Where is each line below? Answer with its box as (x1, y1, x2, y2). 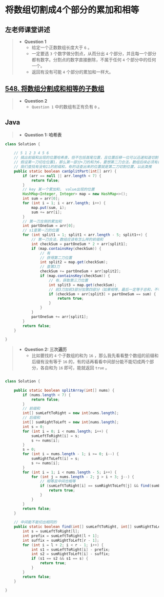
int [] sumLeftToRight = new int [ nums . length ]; (22, 411, 119, 416)
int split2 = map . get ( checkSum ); (40, 260, 108, 265)
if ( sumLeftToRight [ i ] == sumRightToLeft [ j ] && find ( (40, 484, 152, 488)
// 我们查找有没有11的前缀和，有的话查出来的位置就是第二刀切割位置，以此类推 (14, 164, 152, 169)
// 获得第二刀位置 (40, 255, 72, 260)
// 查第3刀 (40, 265, 60, 269)
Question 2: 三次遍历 (24, 347, 67, 353)
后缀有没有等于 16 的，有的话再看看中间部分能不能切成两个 (31, 359, 150, 365)
